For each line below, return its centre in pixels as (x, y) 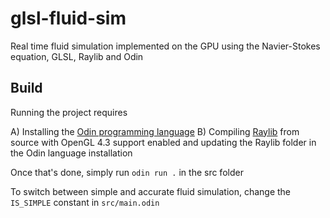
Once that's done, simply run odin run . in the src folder (127, 172)
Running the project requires (69, 112)
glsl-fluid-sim (68, 18)
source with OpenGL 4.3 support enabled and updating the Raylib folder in (163, 142)
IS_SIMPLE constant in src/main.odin (85, 202)
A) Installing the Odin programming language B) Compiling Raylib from (155, 131)
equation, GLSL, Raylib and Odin (77, 56)
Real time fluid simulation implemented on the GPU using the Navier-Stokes (165, 46)
